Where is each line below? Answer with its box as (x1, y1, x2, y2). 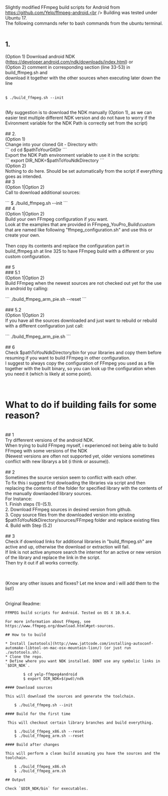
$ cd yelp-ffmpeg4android (23, 671, 78, 677)
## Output (5, 777, 26, 782)
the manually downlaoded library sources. (5, 490, 92, 496)
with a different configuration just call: (5, 322, 84, 328)
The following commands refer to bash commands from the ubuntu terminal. (5, 20, 163, 26)
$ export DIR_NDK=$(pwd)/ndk (23, 676, 84, 681)
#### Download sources (5, 685, 53, 690)
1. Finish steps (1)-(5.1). (5, 501, 53, 507)
